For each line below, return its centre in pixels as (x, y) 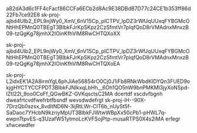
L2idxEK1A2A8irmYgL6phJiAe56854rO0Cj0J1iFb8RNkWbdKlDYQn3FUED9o (98, 81)
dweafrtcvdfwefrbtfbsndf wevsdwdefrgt (55, 100)
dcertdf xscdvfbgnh (138, 94)
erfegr (173, 119)
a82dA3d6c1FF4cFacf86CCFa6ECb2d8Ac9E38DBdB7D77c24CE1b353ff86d (98, 9)
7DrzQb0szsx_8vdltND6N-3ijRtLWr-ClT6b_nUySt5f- (69, 106)
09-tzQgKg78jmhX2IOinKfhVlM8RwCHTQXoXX (63, 34)
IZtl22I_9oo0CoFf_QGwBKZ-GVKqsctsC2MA (60, 94)
